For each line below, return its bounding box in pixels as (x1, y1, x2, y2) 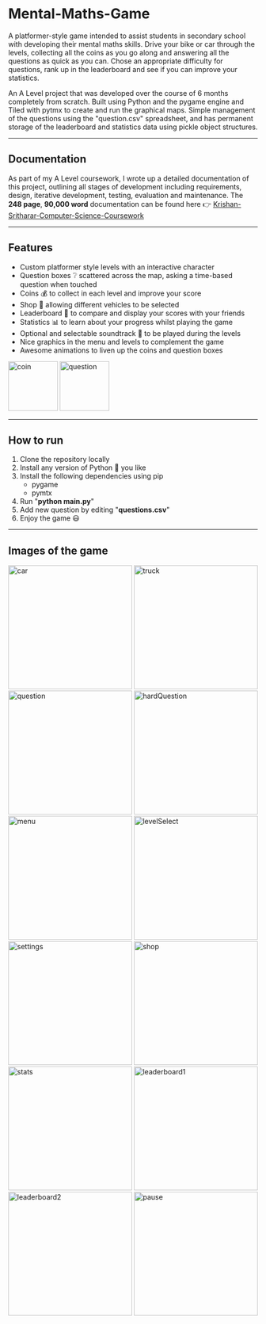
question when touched (19, 279, 97, 289)
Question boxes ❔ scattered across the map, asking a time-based (19, 270, 234, 280)
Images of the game (8, 544, 108, 557)
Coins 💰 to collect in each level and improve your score (19, 288, 202, 298)
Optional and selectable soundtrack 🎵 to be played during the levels (19, 328, 241, 338)
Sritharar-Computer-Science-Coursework (8, 211, 144, 220)
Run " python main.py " (19, 497, 95, 506)
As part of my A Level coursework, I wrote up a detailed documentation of (8, 174, 249, 183)
